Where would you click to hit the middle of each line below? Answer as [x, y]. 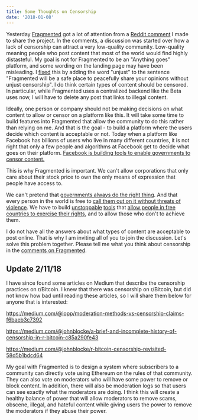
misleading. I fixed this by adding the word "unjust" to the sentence [88, 72]
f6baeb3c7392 [24, 320]
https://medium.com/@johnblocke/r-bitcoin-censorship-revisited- [86, 349]
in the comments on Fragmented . [46, 250]
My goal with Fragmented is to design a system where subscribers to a [92, 367]
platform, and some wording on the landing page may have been [85, 65]
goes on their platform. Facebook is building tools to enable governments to [98, 152]
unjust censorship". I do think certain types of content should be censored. [97, 84]
